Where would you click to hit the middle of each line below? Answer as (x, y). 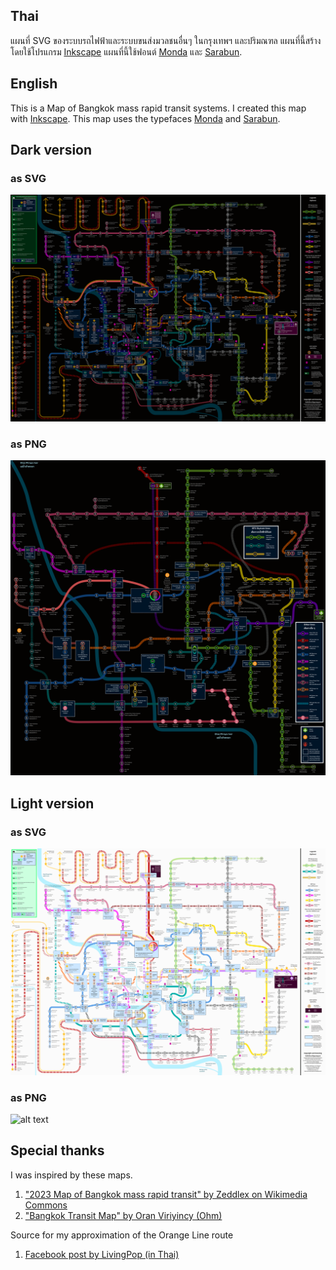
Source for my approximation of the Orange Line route (122, 1235)
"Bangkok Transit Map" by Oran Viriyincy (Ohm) (123, 1215)
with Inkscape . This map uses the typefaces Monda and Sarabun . (145, 118)
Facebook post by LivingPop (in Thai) (102, 1254)
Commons (46, 1205)
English (34, 84)
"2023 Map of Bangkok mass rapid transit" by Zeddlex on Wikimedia (166, 1194)
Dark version (51, 150)
